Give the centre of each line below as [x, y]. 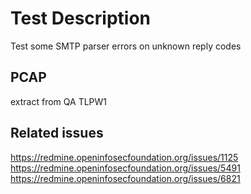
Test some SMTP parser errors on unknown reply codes [126, 46]
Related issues [57, 133]
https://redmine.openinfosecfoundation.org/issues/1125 [124, 157]
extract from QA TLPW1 [59, 101]
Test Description [81, 18]
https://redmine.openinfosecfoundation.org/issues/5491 [125, 168]
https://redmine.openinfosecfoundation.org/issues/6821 [125, 178]
